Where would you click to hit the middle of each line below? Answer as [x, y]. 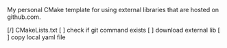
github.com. [24, 17]
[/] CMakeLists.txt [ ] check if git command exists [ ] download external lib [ [114, 30]
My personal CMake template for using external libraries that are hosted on [113, 10]
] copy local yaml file [37, 37]
